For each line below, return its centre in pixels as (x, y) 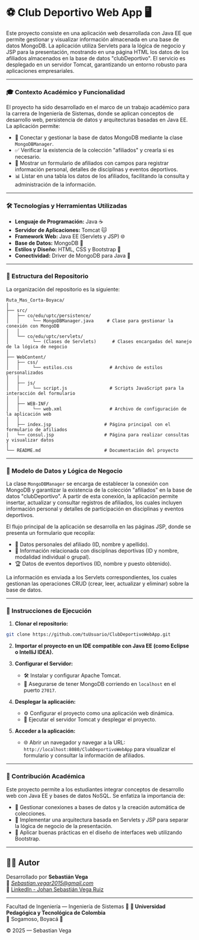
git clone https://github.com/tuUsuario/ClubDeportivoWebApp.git (88, 635)
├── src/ (17, 310)
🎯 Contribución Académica (46, 777)
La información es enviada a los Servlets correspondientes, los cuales (92, 578)
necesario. (28, 157)
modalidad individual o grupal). (52, 557)
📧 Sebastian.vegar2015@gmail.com (50, 883)
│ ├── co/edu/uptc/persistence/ (49, 316)
